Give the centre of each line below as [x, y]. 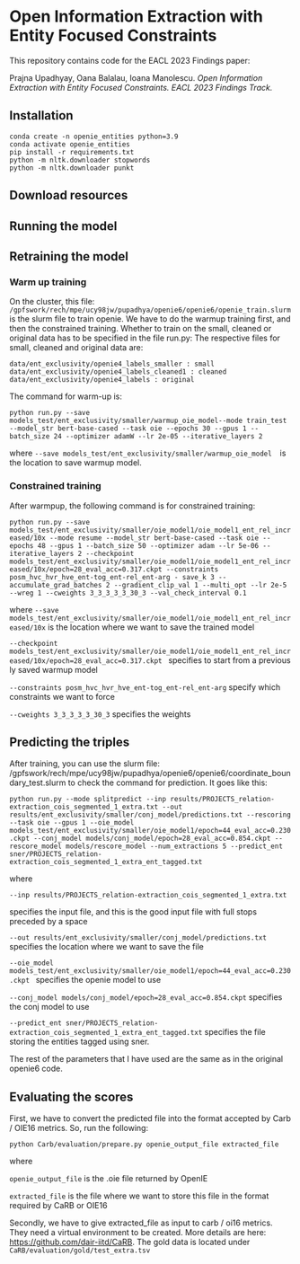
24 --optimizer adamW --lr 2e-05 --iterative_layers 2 [158, 437]
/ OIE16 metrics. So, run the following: [79, 1128]
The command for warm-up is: [66, 396]
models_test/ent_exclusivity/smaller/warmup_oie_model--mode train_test [148, 421]
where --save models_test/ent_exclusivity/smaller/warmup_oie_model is [148, 453]
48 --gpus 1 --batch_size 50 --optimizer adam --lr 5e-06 [148, 545]
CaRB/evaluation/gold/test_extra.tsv [80, 1251]
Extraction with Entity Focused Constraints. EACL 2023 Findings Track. [141, 87]
